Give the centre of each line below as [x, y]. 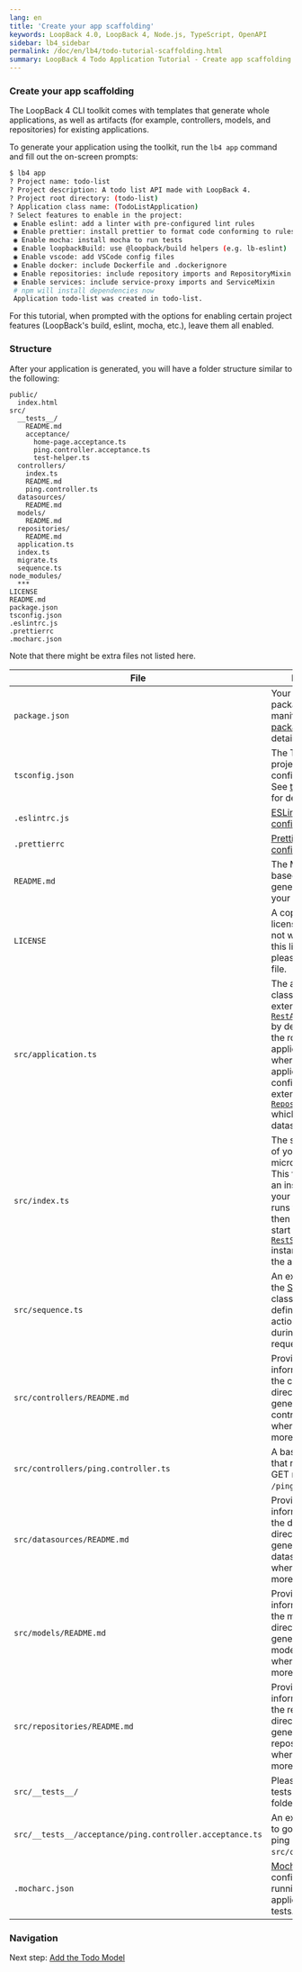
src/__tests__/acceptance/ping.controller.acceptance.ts [138, 1834]
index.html [38, 403]
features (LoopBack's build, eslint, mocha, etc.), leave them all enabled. [142, 326]
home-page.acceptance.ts [80, 442]
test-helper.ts [62, 457]
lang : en [26, 18]
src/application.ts [55, 1054]
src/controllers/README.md [71, 1398]
